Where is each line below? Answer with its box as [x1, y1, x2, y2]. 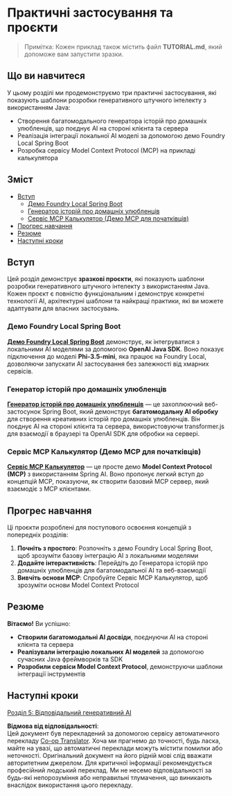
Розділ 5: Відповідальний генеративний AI [7, 708, 132, 716]
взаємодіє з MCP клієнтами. [7, 484, 91, 493]
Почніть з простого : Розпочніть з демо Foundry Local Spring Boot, [17, 544, 213, 552]
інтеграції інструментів [17, 670, 86, 678]
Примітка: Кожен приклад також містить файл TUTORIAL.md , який [24, 42, 223, 51]
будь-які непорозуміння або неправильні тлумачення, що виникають [7, 773, 213, 781]
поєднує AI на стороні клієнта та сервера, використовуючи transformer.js [7, 422, 225, 430]
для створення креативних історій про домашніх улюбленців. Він [7, 414, 201, 423]
